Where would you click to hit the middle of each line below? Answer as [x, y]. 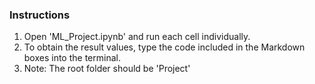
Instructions [40, 15]
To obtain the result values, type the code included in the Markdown [164, 47]
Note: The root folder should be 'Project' [107, 69]
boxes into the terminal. [72, 58]
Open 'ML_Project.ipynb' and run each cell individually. [137, 37]
